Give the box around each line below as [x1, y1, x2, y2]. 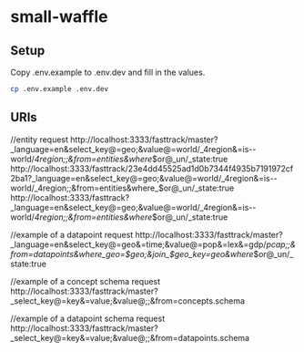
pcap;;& [266, 239, 297, 250]
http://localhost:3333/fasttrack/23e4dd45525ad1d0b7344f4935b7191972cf [10, 162, 294, 174]
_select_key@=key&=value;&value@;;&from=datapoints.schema [10, 332, 249, 343]
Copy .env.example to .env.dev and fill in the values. [10, 67, 206, 78]
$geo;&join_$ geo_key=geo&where [125, 248, 254, 259]
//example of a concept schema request [10, 275, 161, 286]
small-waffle [10, 6, 108, 27]
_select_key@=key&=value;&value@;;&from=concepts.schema [10, 295, 245, 306]
